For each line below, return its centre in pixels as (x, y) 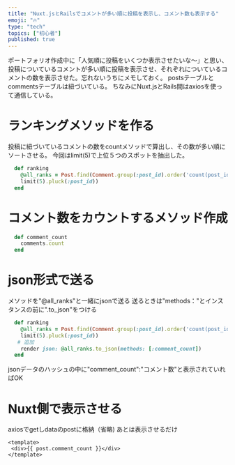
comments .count (43, 244)
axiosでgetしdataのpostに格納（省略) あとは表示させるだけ (93, 429)
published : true (31, 40)
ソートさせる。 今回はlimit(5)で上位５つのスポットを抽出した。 (98, 155)
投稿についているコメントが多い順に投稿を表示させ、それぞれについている (115, 69)
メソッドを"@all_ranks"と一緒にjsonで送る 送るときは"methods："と (107, 301)
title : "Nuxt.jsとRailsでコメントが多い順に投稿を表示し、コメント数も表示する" (113, 14)
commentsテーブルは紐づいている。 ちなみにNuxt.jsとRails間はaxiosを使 (112, 86)
